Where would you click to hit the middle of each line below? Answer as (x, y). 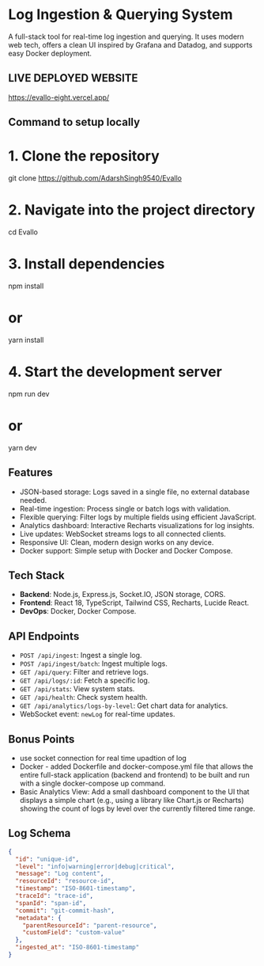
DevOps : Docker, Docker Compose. (78, 611)
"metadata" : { (38, 918)
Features (30, 473)
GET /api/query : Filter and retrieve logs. (84, 672)
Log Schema (40, 833)
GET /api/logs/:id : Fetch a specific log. (85, 681)
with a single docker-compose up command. (92, 783)
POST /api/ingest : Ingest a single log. (81, 656)
